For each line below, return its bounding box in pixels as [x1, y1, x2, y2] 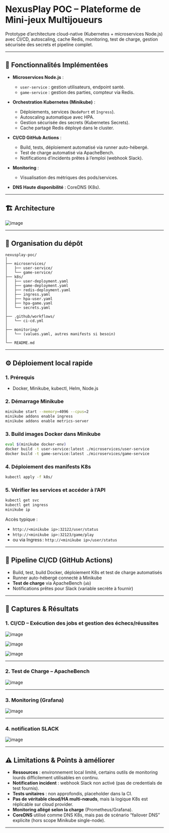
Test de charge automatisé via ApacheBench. [20, 149, 115, 155]
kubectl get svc [5, 498, 39, 503]
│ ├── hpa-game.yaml [5, 301, 53, 306]
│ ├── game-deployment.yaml [5, 283, 69, 289]
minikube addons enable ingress [5, 414, 73, 419]
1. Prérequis [5, 374, 35, 381]
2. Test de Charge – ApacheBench [5, 668, 90, 675]
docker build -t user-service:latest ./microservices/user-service [5, 446, 150, 452]
